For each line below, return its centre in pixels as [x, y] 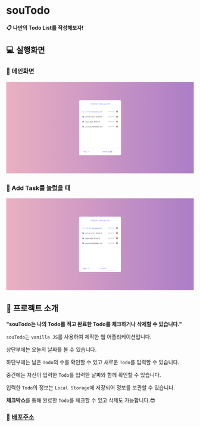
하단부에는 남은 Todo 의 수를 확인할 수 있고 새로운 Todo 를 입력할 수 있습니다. [93, 362]
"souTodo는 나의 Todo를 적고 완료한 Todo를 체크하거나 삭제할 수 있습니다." [94, 324]
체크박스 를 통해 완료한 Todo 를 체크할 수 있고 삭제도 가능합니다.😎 [81, 400]
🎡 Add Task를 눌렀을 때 [38, 188]
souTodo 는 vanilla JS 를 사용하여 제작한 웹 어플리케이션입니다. [79, 337]
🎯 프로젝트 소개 [32, 308]
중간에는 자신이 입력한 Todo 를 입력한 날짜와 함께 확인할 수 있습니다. [84, 374]
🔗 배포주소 [20, 417]
